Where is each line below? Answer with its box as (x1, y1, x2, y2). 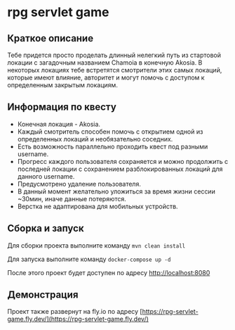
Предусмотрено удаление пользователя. (17, 179, 142, 188)
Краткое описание (7, 32, 93, 44)
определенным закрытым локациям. (7, 81, 118, 89)
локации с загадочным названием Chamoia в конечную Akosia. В (7, 58, 203, 67)
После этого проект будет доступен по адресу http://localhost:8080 (7, 268, 210, 277)
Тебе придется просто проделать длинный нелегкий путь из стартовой (7, 51, 221, 59)
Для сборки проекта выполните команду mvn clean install (7, 241, 186, 250)
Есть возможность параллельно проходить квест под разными (17, 142, 208, 151)
